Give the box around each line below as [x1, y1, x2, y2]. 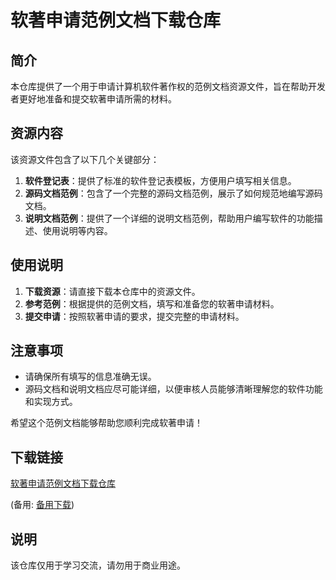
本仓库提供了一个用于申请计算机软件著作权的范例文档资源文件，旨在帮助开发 [10, 81, 326, 92]
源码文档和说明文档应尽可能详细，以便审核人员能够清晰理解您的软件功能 [24, 383, 323, 395]
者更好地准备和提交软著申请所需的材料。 [10, 93, 177, 105]
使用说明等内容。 [42, 224, 113, 236]
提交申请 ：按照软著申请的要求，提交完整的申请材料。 [24, 310, 245, 322]
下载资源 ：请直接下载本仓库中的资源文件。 [24, 285, 201, 297]
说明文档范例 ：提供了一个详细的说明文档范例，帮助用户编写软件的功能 [24, 212, 315, 224]
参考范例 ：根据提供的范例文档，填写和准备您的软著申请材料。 [24, 297, 280, 310]
